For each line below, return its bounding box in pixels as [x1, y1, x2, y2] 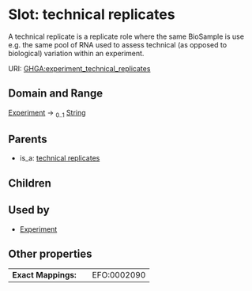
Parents [8, 132, 47, 145]
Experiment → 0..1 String [8, 108, 86, 119]
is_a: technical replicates [19, 153, 100, 163]
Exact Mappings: [12, 270, 77, 281]
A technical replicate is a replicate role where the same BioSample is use [8, 32, 245, 41]
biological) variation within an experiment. [8, 48, 145, 58]
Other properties [8, 247, 92, 260]
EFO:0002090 [92, 270, 146, 281]
